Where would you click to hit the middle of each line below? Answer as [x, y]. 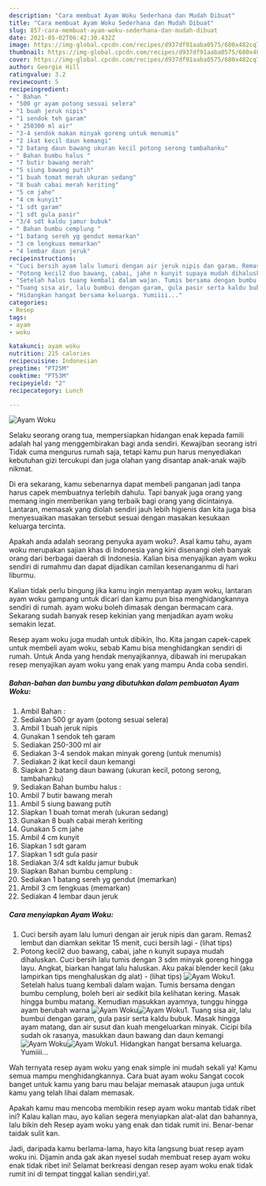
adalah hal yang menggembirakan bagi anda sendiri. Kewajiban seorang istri [133, 443]
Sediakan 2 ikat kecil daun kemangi [78, 762]
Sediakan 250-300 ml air [61, 745]
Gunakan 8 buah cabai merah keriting [81, 821]
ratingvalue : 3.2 [37, 74]
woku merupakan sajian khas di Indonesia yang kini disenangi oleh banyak [130, 550]
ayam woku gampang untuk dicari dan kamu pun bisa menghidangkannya [129, 599]
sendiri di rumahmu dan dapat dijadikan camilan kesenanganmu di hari [124, 567]
